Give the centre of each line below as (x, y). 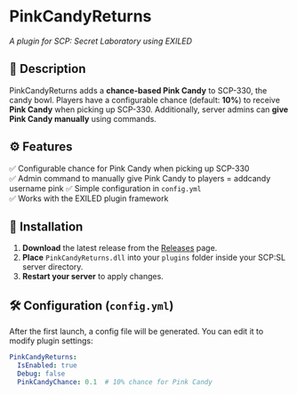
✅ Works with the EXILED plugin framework (89, 198)
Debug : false (41, 374)
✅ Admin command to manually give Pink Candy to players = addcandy (140, 178)
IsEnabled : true (47, 366)
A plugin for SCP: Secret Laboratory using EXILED (101, 41)
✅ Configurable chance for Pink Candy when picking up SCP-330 (129, 168)
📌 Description (48, 69)
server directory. (52, 267)
